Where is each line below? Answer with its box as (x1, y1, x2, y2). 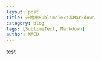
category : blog (6, 20, 45, 26)
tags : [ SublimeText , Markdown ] (6, 25, 85, 32)
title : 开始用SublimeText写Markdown (6, 15, 95, 21)
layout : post (6, 8, 39, 15)
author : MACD (6, 32, 39, 38)
